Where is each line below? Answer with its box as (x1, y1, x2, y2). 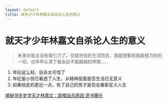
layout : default (5, 7, 39, 12)
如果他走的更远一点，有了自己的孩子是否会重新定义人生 (12, 82, 126, 88)
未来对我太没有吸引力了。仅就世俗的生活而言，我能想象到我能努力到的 (17, 52, 162, 58)
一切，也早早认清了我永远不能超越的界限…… (17, 58, 108, 65)
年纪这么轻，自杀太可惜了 (12, 69, 65, 75)
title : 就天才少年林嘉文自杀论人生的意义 (5, 12, 81, 17)
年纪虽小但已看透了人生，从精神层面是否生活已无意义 (12, 75, 122, 81)
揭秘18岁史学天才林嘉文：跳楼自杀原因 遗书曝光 (5, 92, 103, 98)
